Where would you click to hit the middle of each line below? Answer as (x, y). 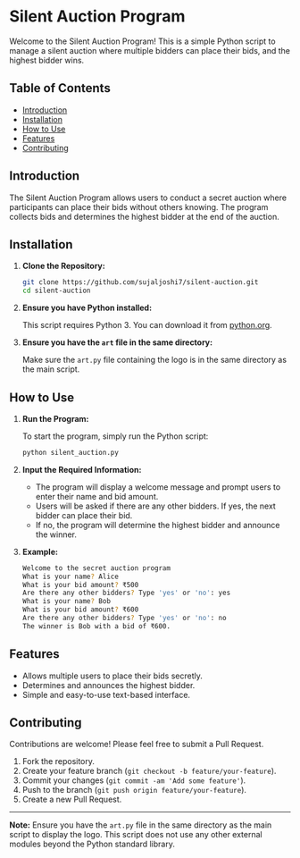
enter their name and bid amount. (97, 496)
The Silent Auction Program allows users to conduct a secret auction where (148, 198)
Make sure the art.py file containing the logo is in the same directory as (154, 360)
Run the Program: (55, 418)
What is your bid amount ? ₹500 (80, 585)
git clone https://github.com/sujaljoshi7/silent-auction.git (140, 282)
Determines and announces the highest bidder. (108, 685)
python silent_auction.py (70, 452)
